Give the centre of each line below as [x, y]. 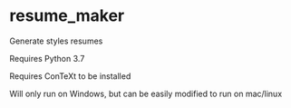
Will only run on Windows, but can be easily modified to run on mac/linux [146, 93]
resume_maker [67, 16]
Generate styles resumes [56, 41]
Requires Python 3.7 [47, 58]
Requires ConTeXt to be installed [70, 76]
